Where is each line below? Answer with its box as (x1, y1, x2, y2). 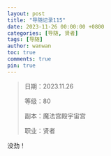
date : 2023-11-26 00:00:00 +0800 (7, 23, 105, 30)
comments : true (7, 56, 52, 63)
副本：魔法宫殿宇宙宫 (24, 111, 86, 120)
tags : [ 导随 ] (7, 36, 43, 43)
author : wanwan (7, 42, 52, 49)
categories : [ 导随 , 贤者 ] (7, 29, 79, 37)
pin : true (7, 62, 36, 69)
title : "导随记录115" (7, 17, 66, 24)
